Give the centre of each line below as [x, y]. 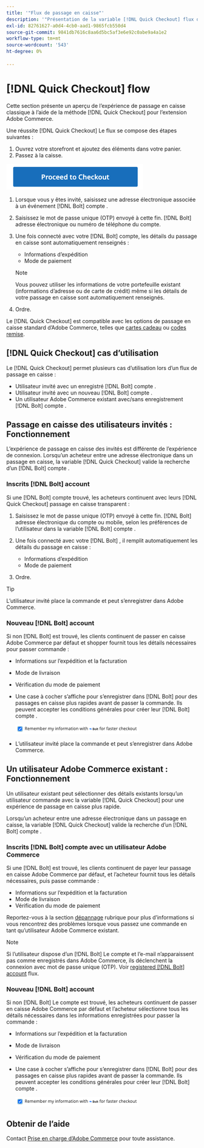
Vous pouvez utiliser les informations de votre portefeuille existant [98, 284]
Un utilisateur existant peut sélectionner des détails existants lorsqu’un [95, 793]
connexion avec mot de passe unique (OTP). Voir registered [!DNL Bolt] [96, 967]
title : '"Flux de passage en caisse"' [55, 13]
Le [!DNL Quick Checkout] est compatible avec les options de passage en [99, 321]
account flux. [23, 974]
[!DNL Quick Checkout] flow [78, 89]
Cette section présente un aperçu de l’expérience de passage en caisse [96, 105]
